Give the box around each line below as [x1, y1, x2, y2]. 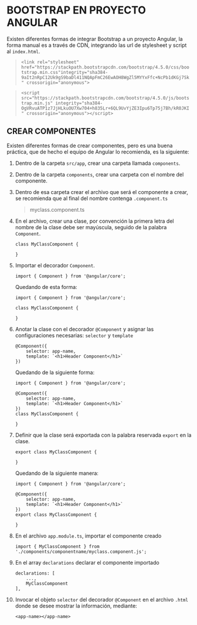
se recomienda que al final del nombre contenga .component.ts [15, 195, 168, 202]
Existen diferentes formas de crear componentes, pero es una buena [6, 142, 173, 149]
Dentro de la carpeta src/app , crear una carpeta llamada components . [15, 159, 181, 167]
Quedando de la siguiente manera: [15, 470, 99, 477]
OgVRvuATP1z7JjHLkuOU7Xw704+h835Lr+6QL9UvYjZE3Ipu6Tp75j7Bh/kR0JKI [21, 105, 189, 111]
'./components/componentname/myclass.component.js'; [15, 549, 147, 555]
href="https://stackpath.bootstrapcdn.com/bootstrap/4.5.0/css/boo [21, 64, 189, 70]
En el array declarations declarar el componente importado [15, 559, 160, 566]
